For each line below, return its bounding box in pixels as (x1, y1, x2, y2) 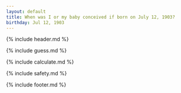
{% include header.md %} (6, 36, 69, 43)
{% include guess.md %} (6, 47, 67, 54)
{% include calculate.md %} (6, 58, 74, 65)
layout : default (6, 8, 46, 15)
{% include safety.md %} (6, 70, 67, 77)
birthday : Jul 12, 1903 (6, 19, 65, 25)
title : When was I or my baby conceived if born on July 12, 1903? (6, 14, 176, 20)
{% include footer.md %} (6, 81, 67, 88)
